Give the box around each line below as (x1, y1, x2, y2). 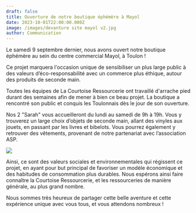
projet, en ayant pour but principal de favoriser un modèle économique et (6, 165, 183, 172)
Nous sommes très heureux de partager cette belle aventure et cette (6, 194, 171, 201)
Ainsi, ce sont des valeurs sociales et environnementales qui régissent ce (6, 158, 183, 165)
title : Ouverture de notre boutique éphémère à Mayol (6, 14, 140, 20)
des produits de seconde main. (6, 76, 81, 83)
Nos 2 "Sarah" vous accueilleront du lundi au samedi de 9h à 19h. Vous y (6, 111, 182, 118)
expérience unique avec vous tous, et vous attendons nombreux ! (6, 201, 164, 208)
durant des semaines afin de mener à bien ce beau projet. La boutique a (6, 94, 180, 101)
